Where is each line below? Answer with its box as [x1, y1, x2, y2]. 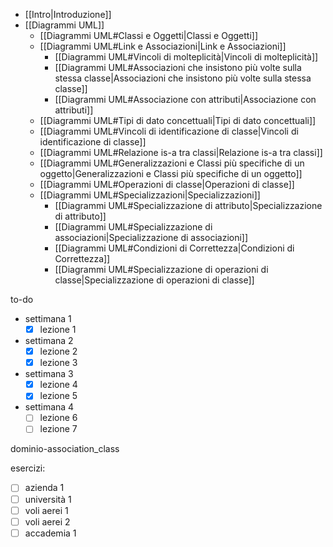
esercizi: [10, 462, 46, 474]
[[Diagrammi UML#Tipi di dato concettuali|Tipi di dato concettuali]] [39, 115, 317, 126]
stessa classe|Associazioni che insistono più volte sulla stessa [54, 72, 312, 84]
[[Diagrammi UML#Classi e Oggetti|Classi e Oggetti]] [39, 30, 259, 41]
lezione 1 [39, 324, 77, 335]
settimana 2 [24, 335, 74, 347]
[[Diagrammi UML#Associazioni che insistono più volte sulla [54, 62, 302, 73]
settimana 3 [24, 368, 74, 380]
